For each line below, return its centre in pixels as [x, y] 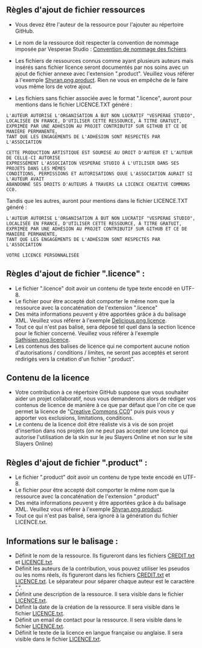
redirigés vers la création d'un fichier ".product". [75, 359]
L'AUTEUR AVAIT [25, 179]
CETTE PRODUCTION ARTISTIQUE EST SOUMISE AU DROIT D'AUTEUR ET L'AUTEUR [99, 152]
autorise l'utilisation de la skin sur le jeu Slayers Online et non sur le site [104, 437]
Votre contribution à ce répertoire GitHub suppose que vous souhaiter [102, 393]
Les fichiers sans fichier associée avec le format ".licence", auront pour [103, 98]
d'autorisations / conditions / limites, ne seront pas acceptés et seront [102, 352]
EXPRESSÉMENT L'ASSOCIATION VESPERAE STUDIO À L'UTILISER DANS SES [93, 163]
